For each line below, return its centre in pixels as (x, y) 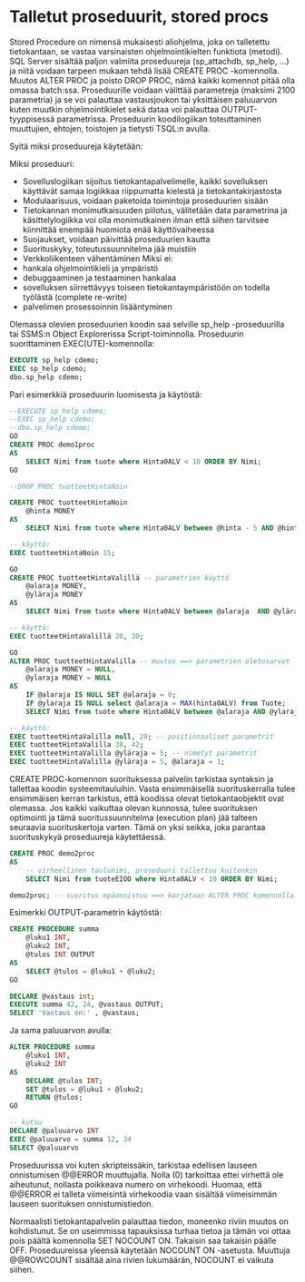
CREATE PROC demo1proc (52, 445)
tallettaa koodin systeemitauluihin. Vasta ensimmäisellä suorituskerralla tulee (152, 789)
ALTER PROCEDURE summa (52, 1047)
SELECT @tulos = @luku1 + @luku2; (91, 971)
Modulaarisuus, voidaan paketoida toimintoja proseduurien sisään (145, 201)
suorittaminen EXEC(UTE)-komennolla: (82, 343)
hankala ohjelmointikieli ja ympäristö (90, 268)
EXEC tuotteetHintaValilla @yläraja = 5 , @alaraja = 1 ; (117, 762)
